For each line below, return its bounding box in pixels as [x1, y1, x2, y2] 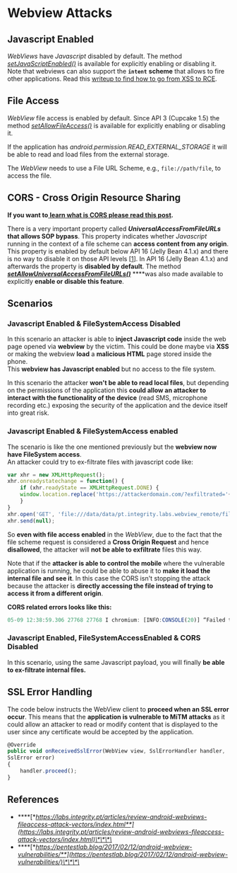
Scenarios [7, 297, 53, 309]
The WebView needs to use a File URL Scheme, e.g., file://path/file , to [7, 164, 221, 172]
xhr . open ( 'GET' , [7, 510, 55, 518]
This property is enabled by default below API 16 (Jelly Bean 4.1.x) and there [7, 246, 229, 256]
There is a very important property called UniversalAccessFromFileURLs [7, 224, 221, 233]
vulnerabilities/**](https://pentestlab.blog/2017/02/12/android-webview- [17, 850, 228, 858]
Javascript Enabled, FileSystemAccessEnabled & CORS [7, 633, 201, 643]
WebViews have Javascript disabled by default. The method [7, 52, 182, 60]
